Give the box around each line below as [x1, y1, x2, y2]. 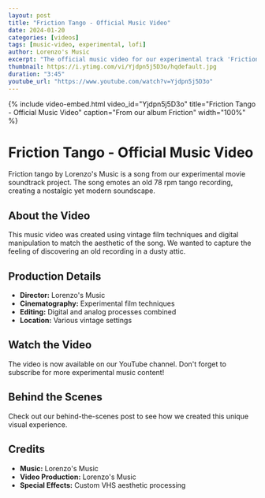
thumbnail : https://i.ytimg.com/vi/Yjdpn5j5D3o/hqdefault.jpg [8, 63, 217, 71]
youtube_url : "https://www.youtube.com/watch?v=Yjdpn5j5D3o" [8, 77, 214, 85]
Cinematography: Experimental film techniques [19, 299, 175, 308]
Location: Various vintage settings [19, 316, 132, 325]
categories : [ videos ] [8, 33, 80, 42]
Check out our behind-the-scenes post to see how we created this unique [8, 411, 249, 421]
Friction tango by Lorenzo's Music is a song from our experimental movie [8, 169, 246, 179]
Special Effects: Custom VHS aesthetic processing [19, 480, 186, 489]
